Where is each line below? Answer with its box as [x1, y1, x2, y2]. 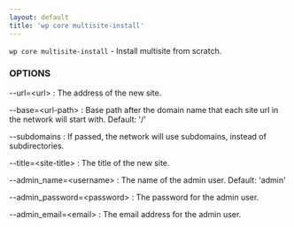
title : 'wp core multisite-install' [9, 21, 144, 30]
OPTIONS [9, 67, 51, 79]
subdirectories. [9, 140, 65, 151]
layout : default [9, 12, 69, 22]
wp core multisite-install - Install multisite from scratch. [9, 45, 222, 56]
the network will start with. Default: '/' [9, 114, 146, 125]
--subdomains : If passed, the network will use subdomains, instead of [9, 131, 267, 141]
